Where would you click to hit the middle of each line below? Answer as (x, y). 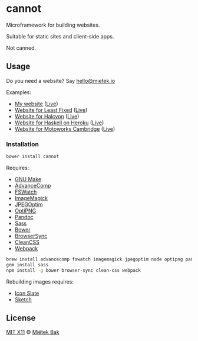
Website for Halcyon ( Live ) (47, 116)
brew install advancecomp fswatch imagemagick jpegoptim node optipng (95, 259)
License (21, 318)
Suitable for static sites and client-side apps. (60, 36)
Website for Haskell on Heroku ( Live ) (59, 123)
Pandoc (24, 217)
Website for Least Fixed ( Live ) (51, 110)
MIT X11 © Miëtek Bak (33, 332)
